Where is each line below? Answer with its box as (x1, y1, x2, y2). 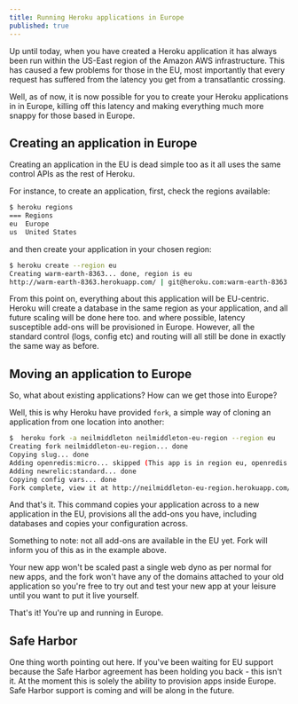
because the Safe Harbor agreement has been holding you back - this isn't (9, 667, 282, 677)
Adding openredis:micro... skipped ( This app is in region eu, (9, 458, 248, 467)
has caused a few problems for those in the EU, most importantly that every (9, 64, 286, 75)
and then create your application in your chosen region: (9, 243, 212, 254)
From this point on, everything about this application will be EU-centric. (9, 294, 270, 305)
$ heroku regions (9, 203, 74, 212)
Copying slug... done (9, 450, 90, 459)
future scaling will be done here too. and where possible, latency (9, 312, 246, 323)
